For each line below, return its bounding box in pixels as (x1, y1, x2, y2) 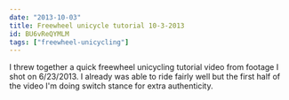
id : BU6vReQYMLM (9, 29, 69, 38)
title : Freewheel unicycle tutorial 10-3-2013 (9, 21, 185, 30)
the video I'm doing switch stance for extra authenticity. (9, 81, 213, 91)
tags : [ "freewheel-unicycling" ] (9, 37, 129, 47)
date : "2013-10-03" (9, 12, 82, 22)
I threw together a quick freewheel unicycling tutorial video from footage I (9, 62, 279, 73)
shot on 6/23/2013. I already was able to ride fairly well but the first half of (9, 72, 281, 82)
